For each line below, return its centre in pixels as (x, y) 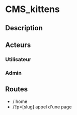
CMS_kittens (32, 9)
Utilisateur (18, 59)
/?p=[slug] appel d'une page (42, 106)
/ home (20, 101)
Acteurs (18, 45)
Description (24, 28)
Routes (17, 89)
